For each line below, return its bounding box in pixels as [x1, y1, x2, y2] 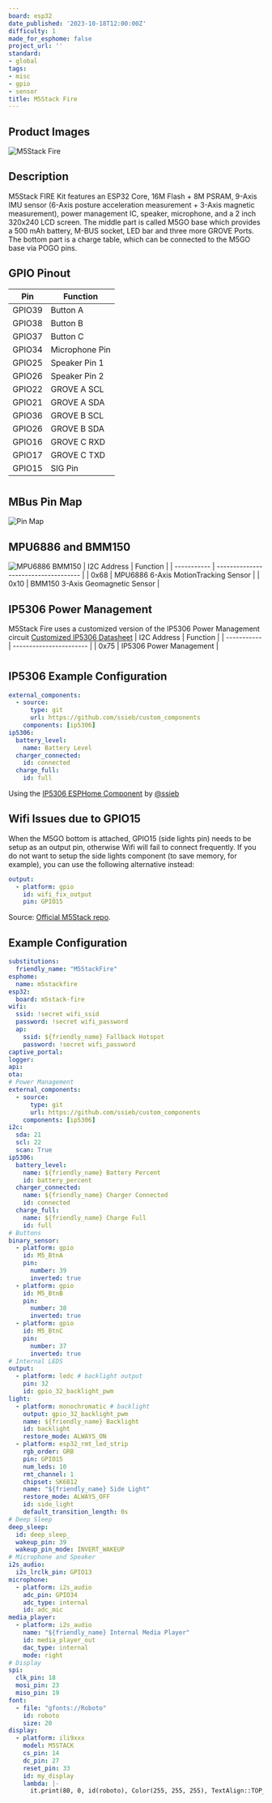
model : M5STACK [23, 1741, 74, 1750]
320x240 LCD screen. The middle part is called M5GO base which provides [8, 217, 261, 227]
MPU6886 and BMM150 [8, 540, 131, 554]
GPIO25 [12, 357, 43, 368]
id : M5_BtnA [23, 1251, 63, 1260]
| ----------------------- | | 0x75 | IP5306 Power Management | [8, 641, 219, 650]
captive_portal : [8, 1048, 63, 1056]
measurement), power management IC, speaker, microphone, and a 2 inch [8, 208, 257, 218]
